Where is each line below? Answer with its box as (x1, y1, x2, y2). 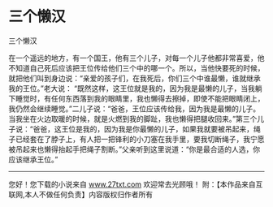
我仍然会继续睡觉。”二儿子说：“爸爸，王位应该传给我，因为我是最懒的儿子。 (8, 103, 261, 114)
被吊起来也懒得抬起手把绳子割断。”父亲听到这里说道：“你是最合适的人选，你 (8, 144, 261, 154)
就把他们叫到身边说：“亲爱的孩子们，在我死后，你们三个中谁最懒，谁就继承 (8, 73, 262, 83)
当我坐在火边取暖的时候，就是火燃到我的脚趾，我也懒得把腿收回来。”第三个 (8, 114, 258, 123)
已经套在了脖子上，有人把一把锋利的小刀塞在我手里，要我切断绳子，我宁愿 (15, 134, 265, 144)
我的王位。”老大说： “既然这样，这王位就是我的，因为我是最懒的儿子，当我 (8, 83, 256, 93)
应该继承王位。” (8, 154, 58, 164)
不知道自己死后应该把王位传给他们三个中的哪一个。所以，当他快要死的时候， (8, 63, 265, 73)
